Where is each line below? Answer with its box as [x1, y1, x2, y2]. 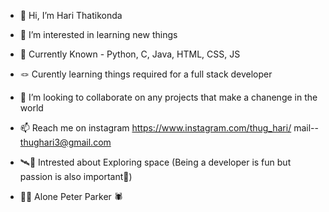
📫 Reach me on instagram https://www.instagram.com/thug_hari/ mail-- [19, 122, 319, 134]
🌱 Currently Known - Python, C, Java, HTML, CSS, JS [19, 48, 241, 60]
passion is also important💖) [19, 171, 133, 182]
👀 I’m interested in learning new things [19, 29, 178, 40]
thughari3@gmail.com [19, 136, 112, 148]
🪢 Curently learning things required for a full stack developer [19, 68, 273, 80]
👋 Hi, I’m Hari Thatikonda [19, 10, 123, 21]
